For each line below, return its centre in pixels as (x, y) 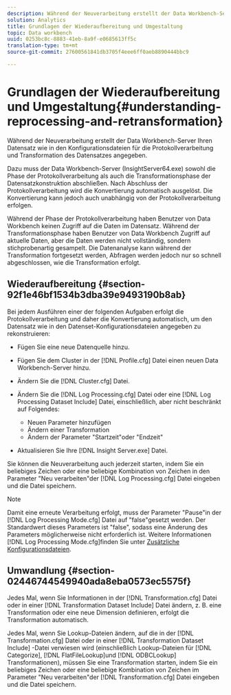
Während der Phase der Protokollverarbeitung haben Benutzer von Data (109, 219)
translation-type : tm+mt (43, 46)
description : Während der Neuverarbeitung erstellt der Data (97, 13)
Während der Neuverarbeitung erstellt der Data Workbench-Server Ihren (110, 140)
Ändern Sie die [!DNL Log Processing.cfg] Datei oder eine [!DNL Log (114, 394)
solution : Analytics (37, 20)
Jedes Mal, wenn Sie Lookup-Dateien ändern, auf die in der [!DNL (100, 633)
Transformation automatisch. (48, 620)
